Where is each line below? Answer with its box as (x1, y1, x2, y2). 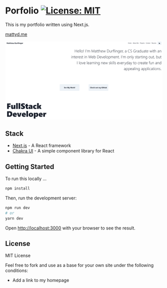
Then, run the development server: (5, 195, 77, 201)
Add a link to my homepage (12, 277, 69, 283)
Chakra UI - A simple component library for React (12, 148, 114, 154)
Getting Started (5, 162, 54, 171)
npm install (5, 186, 30, 191)
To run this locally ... (5, 175, 47, 182)
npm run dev (5, 205, 30, 210)
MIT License (5, 252, 31, 258)
